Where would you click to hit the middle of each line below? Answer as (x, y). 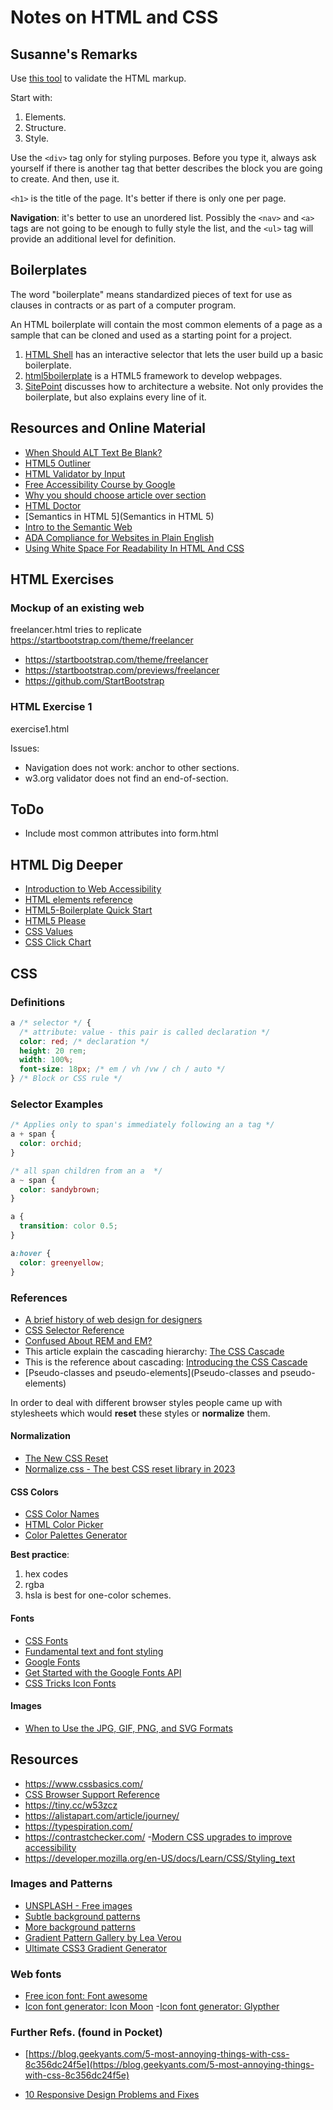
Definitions (38, 1002)
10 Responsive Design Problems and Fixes (112, 2095)
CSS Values (48, 932)
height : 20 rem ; (53, 1051)
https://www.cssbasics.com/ (83, 1783)
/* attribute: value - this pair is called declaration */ (145, 1032)
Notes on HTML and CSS (114, 17)
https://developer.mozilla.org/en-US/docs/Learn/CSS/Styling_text (160, 1858)
